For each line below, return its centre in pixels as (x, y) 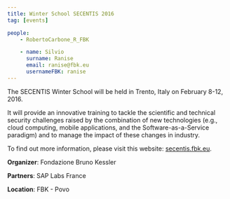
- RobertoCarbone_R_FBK (55, 39)
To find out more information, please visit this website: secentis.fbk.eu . (110, 149)
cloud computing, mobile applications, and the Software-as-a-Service (108, 128)
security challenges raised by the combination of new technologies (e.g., (113, 120)
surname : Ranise (49, 59)
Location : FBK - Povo (39, 189)
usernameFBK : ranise (56, 71)
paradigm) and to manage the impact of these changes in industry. (103, 135)
